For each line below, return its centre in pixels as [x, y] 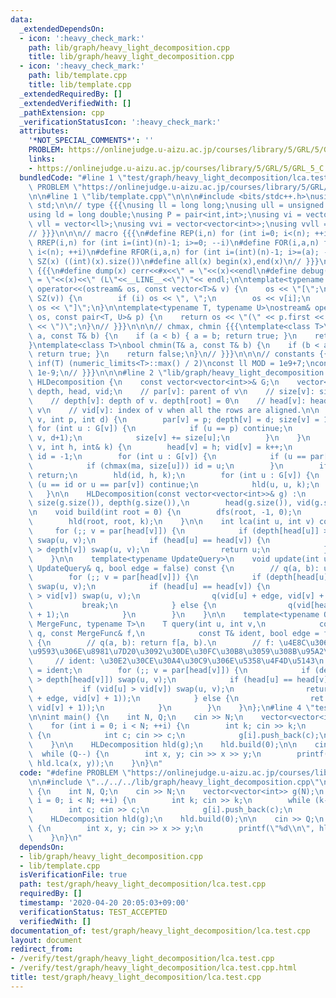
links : [42, 159]
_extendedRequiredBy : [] [71, 94]
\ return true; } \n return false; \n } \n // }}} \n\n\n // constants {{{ [180, 354]
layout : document [46, 940]
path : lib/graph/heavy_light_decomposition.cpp [129, 47]
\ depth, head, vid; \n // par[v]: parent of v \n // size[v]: [171, 391]
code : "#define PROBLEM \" [75, 772]
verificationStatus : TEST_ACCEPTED [93, 912]
